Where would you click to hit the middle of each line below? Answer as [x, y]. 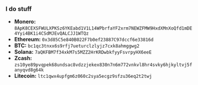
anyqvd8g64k [29, 70]
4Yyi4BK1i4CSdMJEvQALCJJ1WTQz [52, 34]
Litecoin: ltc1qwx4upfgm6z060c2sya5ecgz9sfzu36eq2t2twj [83, 76]
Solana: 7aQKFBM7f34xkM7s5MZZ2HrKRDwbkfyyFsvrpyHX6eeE [83, 52]
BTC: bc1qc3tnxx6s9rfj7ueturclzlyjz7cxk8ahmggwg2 [77, 45]
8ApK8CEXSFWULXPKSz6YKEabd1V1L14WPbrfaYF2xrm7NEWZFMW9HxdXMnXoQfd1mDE [103, 28]
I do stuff [19, 9]
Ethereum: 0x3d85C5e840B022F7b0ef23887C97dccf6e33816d [84, 40]
